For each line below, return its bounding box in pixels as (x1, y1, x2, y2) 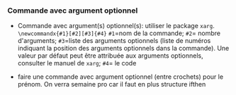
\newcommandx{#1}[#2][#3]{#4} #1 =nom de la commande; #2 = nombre (17, 29, 221, 37)
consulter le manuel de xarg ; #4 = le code (17, 59, 137, 68)
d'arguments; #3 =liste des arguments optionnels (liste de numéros (17, 37, 211, 45)
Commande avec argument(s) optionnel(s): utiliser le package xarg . (17, 22, 215, 30)
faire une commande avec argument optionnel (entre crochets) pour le (17, 72, 224, 81)
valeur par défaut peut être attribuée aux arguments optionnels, (17, 51, 203, 60)
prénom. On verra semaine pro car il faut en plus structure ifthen (17, 80, 206, 89)
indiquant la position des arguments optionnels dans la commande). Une (17, 44, 230, 53)
